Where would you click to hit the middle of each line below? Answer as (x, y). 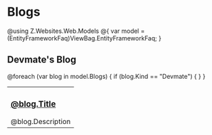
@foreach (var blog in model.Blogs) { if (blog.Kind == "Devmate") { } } (106, 76)
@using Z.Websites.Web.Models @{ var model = (76, 31)
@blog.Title (33, 104)
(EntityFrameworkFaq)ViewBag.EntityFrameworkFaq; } (84, 38)
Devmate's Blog (42, 60)
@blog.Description (41, 121)
